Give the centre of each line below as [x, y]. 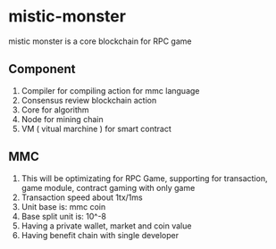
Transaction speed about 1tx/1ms [82, 197]
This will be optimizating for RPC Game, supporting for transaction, [144, 178]
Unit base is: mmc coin [63, 206]
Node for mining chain [62, 119]
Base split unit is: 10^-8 [64, 216]
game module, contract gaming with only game [108, 187]
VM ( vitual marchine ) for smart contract [96, 129]
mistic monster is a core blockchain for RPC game [100, 41]
